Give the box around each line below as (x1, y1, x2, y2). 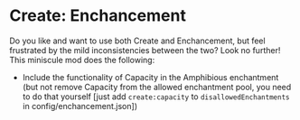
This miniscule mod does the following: (9, 54, 155, 65)
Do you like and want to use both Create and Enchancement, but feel (9, 35, 266, 46)
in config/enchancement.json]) (22, 100, 138, 111)
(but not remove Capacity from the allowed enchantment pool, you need (22, 81, 292, 92)
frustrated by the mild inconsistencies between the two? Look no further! (9, 44, 281, 55)
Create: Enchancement (9, 5, 187, 26)
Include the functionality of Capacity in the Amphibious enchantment (22, 71, 279, 82)
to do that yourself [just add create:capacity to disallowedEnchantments (22, 91, 290, 102)
